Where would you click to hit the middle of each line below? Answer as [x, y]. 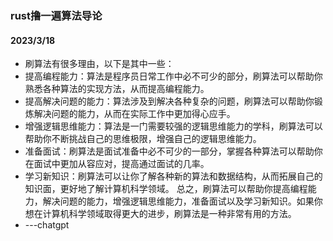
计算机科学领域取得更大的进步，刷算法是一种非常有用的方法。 [169, 214]
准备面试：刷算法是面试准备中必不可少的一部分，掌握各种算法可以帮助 [169, 151]
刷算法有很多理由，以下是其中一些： [99, 64]
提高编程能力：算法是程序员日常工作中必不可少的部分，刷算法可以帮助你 [173, 76]
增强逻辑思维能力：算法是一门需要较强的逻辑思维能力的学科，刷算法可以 [173, 126]
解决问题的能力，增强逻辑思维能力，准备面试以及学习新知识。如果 [178, 201]
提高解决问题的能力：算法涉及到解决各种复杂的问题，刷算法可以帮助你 [169, 101]
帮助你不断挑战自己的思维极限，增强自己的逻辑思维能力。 [143, 139]
